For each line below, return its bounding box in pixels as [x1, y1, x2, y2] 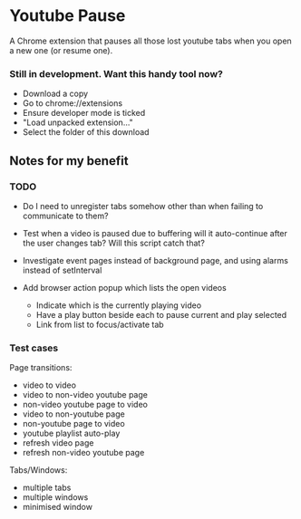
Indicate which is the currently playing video [35, 300, 202, 311]
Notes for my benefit [9, 153, 129, 168]
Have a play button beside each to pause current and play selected [35, 309, 287, 320]
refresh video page [22, 437, 94, 448]
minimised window [22, 502, 93, 513]
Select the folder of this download [22, 127, 150, 138]
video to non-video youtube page [22, 389, 148, 400]
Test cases [9, 341, 59, 354]
